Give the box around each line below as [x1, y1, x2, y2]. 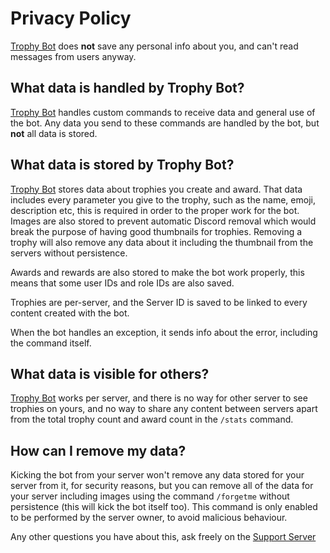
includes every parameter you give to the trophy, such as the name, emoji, [10, 193, 316, 206]
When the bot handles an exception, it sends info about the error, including [10, 326, 318, 338]
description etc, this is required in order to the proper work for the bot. [10, 204, 300, 216]
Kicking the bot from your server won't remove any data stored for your [10, 469, 305, 481]
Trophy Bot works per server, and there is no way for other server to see [10, 392, 308, 404]
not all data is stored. [10, 127, 98, 139]
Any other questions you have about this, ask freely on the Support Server [10, 531, 317, 543]
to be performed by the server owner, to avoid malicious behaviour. [10, 512, 288, 524]
